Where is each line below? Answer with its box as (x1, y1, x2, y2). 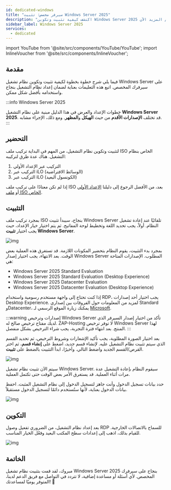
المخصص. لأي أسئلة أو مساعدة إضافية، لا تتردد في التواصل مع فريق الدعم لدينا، (6, 473, 155, 479)
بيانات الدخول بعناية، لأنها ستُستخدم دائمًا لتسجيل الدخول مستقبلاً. (6, 387, 127, 393)
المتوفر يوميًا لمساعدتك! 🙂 (6, 479, 55, 485)
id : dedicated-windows (6, 7, 54, 13)
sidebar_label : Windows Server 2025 (6, 21, 83, 27)
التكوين (6, 411, 26, 419)
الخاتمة (6, 454, 26, 463)
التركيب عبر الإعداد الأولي (13, 163, 61, 169)
